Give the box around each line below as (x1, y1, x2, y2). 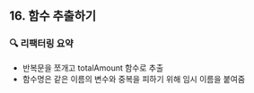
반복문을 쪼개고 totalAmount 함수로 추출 (22, 62, 164, 73)
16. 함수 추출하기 (9, 8, 97, 24)
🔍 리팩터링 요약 (9, 38, 74, 50)
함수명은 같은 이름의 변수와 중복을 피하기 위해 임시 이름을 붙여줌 (22, 73, 245, 84)
